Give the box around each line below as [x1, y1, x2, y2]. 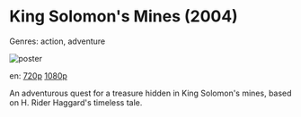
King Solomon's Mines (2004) [9, 6, 238, 27]
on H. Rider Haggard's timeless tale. [9, 96, 143, 108]
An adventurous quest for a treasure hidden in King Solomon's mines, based [9, 88, 292, 98]
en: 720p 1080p [9, 70, 67, 81]
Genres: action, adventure [9, 36, 106, 46]
